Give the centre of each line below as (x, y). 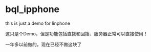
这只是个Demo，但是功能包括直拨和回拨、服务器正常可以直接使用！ (77, 33)
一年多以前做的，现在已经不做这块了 (44, 44)
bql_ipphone (33, 9)
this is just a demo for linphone (38, 23)
